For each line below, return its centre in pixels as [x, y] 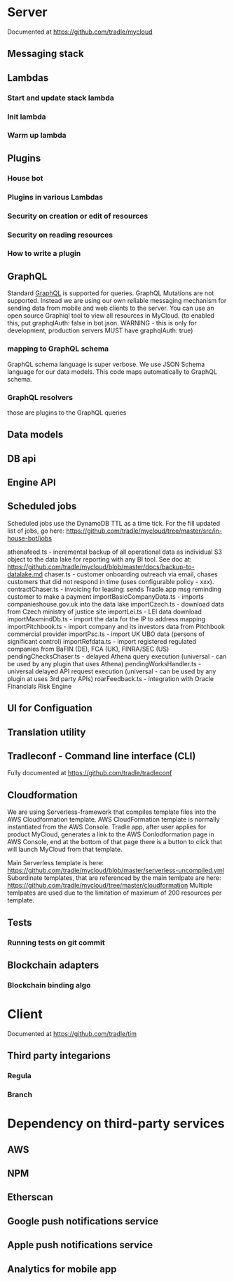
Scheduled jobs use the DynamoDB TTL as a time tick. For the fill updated [114, 523]
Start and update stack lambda [61, 98]
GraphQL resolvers [40, 397]
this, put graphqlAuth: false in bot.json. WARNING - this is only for [102, 323]
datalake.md [25, 574]
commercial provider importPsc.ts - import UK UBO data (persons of [106, 634]
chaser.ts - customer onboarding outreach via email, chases [131, 574]
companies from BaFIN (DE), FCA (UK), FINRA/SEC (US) [88, 649]
